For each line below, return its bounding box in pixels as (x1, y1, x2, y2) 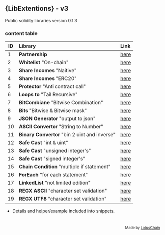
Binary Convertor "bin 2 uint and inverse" (19, 131, 116, 138)
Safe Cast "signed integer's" (19, 156, 85, 162)
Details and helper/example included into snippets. (12, 208, 115, 214)
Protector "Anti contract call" (19, 83, 86, 90)
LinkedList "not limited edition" (19, 179, 91, 186)
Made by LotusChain (125, 225, 160, 231)
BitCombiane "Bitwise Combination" (19, 99, 103, 106)
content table (5, 30, 38, 37)
